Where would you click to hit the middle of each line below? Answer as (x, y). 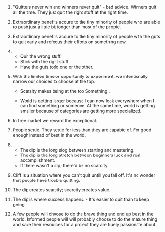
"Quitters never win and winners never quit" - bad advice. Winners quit (84, 7)
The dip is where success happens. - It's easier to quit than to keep (81, 199)
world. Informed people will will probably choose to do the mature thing (85, 219)
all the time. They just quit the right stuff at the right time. (70, 12)
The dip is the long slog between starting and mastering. (77, 150)
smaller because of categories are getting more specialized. (81, 111)
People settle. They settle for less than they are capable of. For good (82, 130)
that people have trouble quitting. (46, 180)
